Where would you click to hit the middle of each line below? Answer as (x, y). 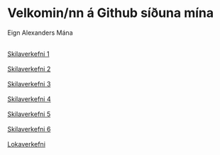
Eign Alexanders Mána (40, 33)
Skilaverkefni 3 (29, 84)
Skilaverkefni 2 (29, 69)
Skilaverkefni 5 (29, 114)
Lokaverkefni (27, 144)
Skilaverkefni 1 (28, 54)
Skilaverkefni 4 (29, 99)
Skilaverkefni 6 (29, 129)
